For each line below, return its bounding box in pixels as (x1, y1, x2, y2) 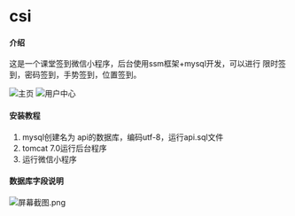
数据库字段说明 (9, 175, 64, 187)
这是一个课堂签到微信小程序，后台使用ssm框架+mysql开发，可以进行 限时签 (9, 58, 286, 69)
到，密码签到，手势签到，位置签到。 (9, 69, 142, 81)
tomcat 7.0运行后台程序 (21, 143, 108, 153)
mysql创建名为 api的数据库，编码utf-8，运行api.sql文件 (21, 131, 224, 143)
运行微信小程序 (21, 153, 77, 165)
